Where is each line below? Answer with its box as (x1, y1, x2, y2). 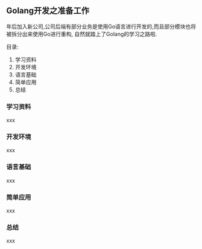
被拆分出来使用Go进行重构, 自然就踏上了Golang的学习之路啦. (6, 30, 157, 37)
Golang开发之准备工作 (6, 5, 89, 16)
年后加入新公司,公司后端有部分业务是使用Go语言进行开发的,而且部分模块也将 (6, 23, 196, 30)
